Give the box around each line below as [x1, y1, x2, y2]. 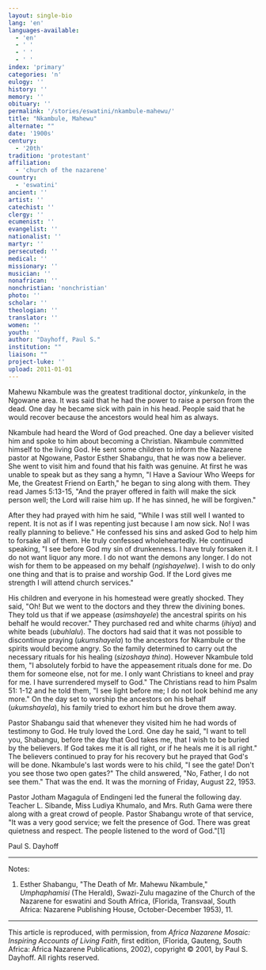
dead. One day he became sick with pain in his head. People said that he [8, 403, 245, 413]
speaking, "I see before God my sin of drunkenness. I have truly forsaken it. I [8, 544, 258, 553]
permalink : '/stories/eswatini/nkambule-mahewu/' [8, 108, 176, 116]
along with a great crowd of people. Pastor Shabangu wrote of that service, [8, 809, 254, 819]
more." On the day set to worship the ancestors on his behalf [8, 694, 207, 704]
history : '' [8, 85, 47, 94]
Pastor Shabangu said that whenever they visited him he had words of [8, 718, 237, 727]
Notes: [8, 864, 30, 873]
